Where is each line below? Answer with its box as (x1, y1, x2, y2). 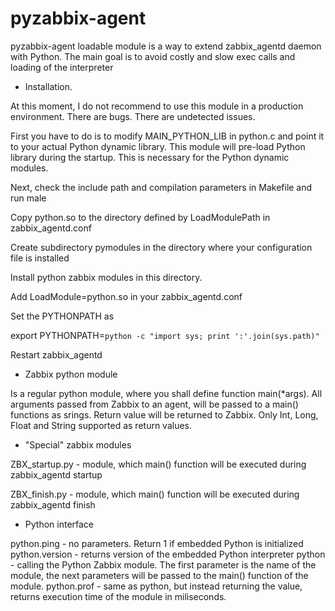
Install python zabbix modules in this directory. (10, 271, 203, 283)
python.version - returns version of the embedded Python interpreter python (10, 548, 326, 560)
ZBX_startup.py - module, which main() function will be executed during (10, 458, 307, 470)
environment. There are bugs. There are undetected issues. (10, 110, 256, 122)
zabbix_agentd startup (10, 468, 103, 481)
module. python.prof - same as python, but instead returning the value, (10, 580, 303, 592)
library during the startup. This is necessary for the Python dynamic (10, 151, 290, 163)
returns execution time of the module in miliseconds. (10, 590, 227, 602)
